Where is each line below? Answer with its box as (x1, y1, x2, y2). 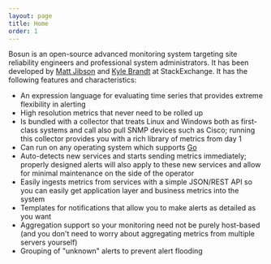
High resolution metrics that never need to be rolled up (19, 108, 204, 118)
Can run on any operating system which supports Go (19, 143, 197, 153)
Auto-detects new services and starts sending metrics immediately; (19, 151, 247, 161)
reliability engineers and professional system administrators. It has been (8, 58, 249, 67)
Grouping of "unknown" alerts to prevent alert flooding (19, 246, 203, 256)
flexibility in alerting (19, 99, 86, 110)
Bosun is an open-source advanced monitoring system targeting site (8, 50, 238, 59)
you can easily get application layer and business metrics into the (19, 186, 239, 196)
